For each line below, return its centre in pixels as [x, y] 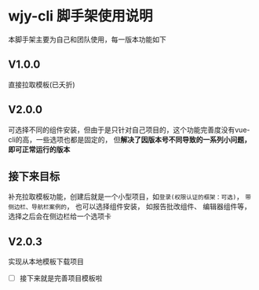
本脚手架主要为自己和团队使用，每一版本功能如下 [87, 39]
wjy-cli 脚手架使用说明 [80, 16]
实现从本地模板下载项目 [46, 262]
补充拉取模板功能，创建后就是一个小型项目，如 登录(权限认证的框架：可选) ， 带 [129, 196]
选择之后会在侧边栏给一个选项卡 [60, 216]
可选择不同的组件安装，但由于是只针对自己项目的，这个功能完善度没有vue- [129, 130]
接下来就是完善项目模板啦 [61, 278]
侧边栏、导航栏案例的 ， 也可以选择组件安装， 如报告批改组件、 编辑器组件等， [129, 207]
